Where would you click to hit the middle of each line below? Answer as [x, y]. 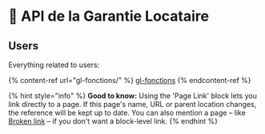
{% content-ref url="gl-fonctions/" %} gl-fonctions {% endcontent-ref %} [130, 80]
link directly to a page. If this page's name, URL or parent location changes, [132, 104]
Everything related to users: [54, 65]
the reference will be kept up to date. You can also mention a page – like [127, 112]
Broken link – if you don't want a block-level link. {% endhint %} [113, 121]
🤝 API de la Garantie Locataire [109, 16]
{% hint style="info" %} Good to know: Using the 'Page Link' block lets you [133, 96]
